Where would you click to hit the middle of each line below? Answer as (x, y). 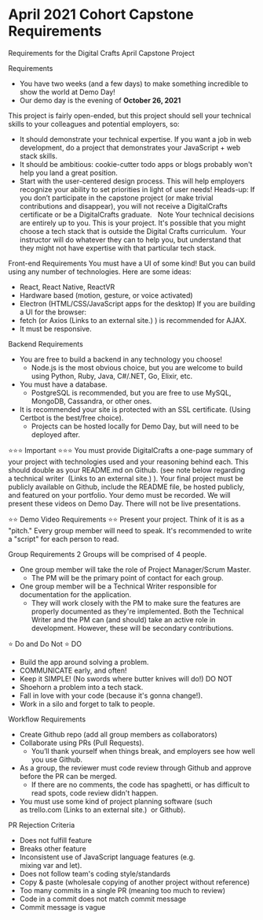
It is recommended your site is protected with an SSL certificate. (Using (135, 409)
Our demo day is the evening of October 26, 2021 (100, 100)
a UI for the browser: (53, 312)
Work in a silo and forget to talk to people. (87, 703)
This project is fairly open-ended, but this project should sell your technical (130, 115)
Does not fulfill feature (56, 840)
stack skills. (38, 156)
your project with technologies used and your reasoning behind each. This (128, 462)
